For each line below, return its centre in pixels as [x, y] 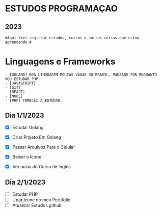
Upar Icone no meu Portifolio [41, 200]
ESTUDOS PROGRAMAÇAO [61, 9]
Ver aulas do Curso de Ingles [41, 167]
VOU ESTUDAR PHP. [23, 79]
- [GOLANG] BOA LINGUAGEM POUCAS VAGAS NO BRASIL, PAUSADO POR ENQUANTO [81, 75]
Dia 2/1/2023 [25, 182]
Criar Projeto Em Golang [37, 137]
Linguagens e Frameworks [60, 62]
